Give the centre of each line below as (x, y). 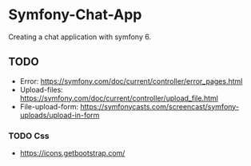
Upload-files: (42, 89)
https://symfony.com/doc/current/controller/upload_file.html (119, 98)
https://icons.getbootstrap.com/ (72, 153)
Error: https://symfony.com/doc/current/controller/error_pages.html (131, 81)
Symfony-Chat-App (75, 15)
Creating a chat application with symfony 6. (80, 37)
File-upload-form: (49, 106)
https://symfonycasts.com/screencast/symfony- (159, 106)
